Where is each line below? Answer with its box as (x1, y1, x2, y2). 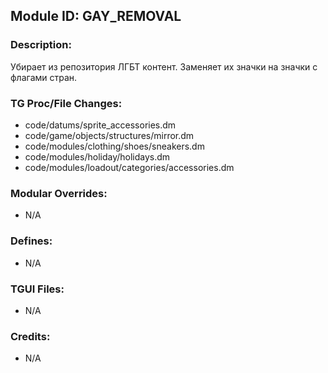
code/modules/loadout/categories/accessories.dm (24, 161, 235, 173)
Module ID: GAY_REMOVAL (10, 8, 182, 25)
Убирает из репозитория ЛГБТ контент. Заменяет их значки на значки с (10, 60, 318, 73)
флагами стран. (10, 71, 78, 83)
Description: (10, 38, 72, 52)
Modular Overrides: (10, 186, 108, 200)
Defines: (10, 234, 53, 248)
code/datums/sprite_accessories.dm (24, 119, 177, 131)
